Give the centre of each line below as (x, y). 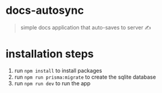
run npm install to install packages (58, 70)
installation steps (50, 54)
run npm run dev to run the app (52, 83)
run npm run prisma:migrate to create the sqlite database (85, 77)
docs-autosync (45, 10)
